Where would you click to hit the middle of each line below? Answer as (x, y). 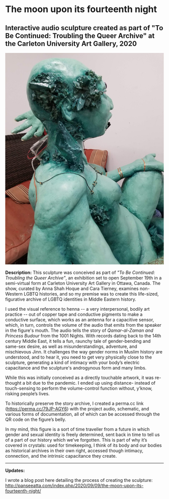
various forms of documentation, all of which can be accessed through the (82, 414)
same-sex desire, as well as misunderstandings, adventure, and (71, 346)
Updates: (15, 470)
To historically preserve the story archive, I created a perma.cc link (74, 403)
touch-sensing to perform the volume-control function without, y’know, (79, 388)
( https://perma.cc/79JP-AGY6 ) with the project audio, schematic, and (77, 409)
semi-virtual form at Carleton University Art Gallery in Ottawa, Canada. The (83, 283)
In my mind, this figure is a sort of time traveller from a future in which (77, 429)
